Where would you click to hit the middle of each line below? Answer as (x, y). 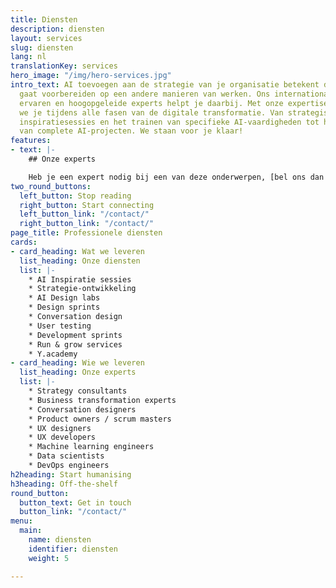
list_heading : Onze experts (78, 372)
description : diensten (57, 29)
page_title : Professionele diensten (86, 233)
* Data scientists (66, 456)
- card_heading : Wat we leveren (77, 251)
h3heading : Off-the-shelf (64, 484)
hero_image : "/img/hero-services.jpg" (91, 76)
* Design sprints (64, 307)
